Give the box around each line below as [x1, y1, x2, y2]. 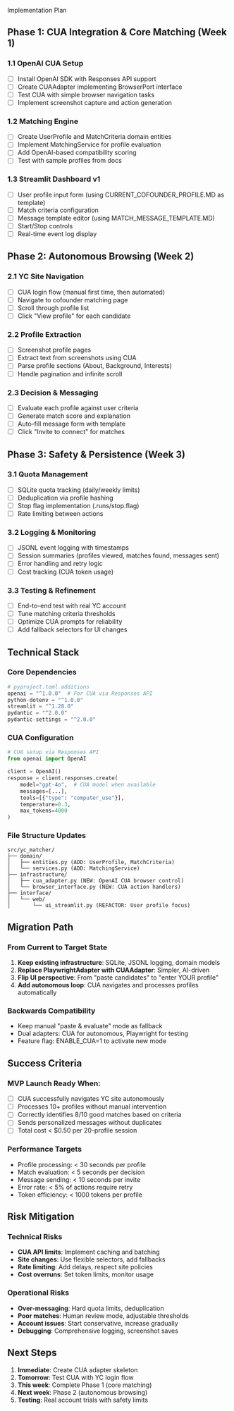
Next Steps [7, 1347, 57, 1359]
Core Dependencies [7, 667, 78, 677]
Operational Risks [7, 1288, 70, 1298]
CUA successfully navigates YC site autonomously [17, 1095, 164, 1103]
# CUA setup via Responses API [7, 748, 99, 756]
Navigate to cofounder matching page [17, 295, 128, 304]
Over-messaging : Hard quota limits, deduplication [17, 1304, 164, 1312]
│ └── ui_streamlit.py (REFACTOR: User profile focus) [7, 902, 191, 909]
